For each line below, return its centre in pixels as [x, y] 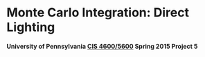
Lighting [31, 27]
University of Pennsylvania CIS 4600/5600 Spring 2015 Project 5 [102, 46]
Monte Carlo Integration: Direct [98, 13]
